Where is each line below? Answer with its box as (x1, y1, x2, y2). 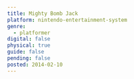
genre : (7, 23, 26, 30)
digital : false (7, 36, 51, 43)
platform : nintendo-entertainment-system (7, 16, 128, 23)
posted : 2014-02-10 (7, 61, 63, 68)
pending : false (7, 55, 51, 62)
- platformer (13, 29, 51, 36)
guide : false (7, 49, 45, 56)
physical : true (7, 42, 51, 49)
